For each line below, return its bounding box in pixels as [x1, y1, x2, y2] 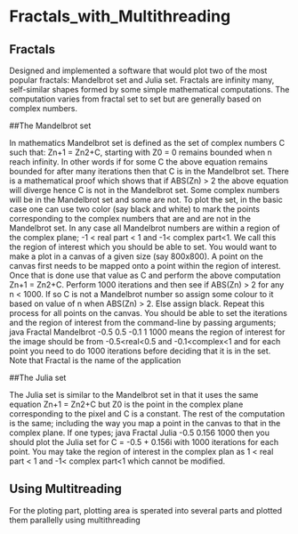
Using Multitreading [9, 481, 123, 497]
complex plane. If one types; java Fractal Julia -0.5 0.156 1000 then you [9, 427, 270, 438]
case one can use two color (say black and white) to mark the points [9, 204, 261, 214]
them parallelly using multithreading [9, 514, 141, 525]
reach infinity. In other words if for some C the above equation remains [9, 157, 269, 166]
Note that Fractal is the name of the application [9, 355, 181, 366]
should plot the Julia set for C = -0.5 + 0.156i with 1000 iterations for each [9, 437, 278, 447]
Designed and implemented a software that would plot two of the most [9, 65, 268, 76]
